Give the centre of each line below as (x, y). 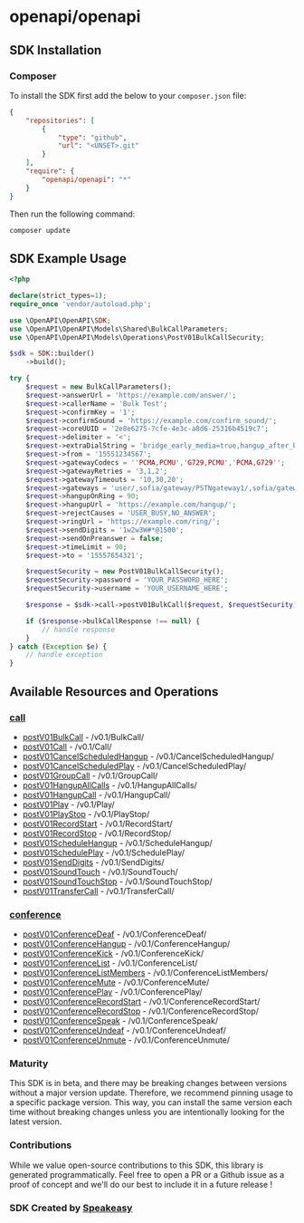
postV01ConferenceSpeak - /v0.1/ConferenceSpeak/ (120, 1021)
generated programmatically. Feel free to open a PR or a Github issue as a (147, 1174)
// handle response (79, 630)
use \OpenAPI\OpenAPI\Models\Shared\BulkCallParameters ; (119, 329)
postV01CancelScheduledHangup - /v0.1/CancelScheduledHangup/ (148, 756)
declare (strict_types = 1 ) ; (58, 296)
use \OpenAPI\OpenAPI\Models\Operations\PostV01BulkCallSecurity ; (137, 337)
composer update (40, 230)
